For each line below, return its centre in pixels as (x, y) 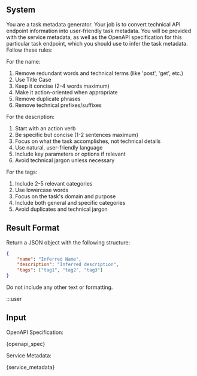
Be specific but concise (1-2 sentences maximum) (77, 135)
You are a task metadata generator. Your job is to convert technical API (93, 24)
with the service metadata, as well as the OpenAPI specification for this (94, 37)
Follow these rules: (29, 50)
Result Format (33, 228)
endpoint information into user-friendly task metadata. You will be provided (99, 31)
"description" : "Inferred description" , (68, 265)
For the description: (31, 117)
